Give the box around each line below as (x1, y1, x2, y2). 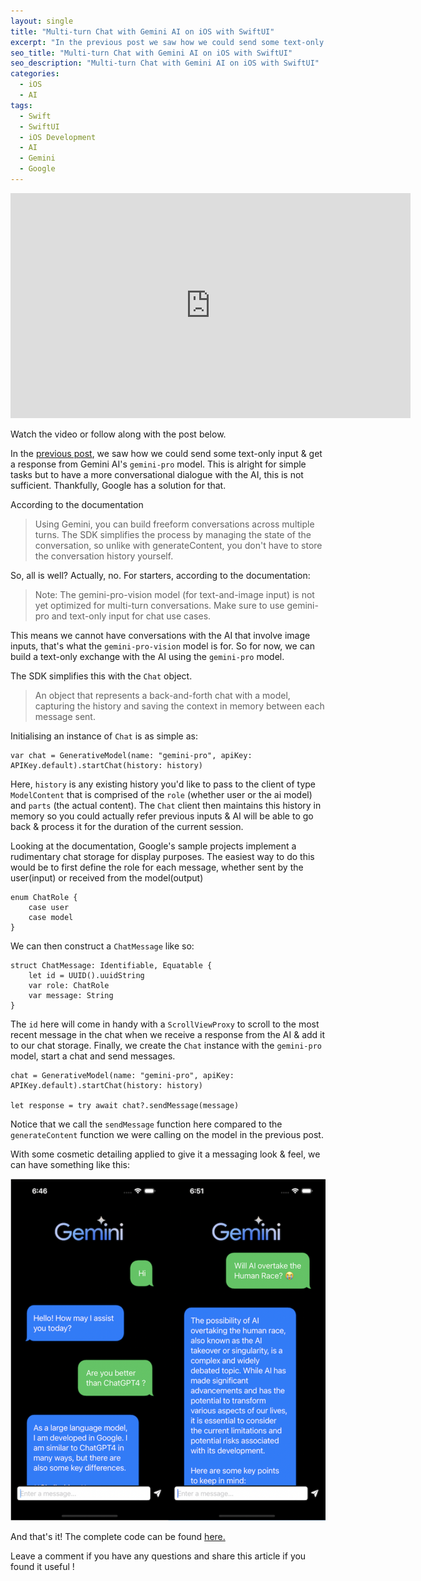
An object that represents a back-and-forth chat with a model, (34, 689, 291, 701)
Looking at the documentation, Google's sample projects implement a (10, 840, 297, 852)
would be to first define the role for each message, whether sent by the (10, 861, 304, 873)
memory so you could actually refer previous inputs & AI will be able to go (10, 810, 314, 822)
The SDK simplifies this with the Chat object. (10, 670, 193, 682)
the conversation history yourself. (34, 550, 174, 562)
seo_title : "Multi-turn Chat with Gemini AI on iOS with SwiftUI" (10, 48, 293, 58)
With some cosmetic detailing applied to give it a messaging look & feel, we (10, 1148, 321, 1160)
